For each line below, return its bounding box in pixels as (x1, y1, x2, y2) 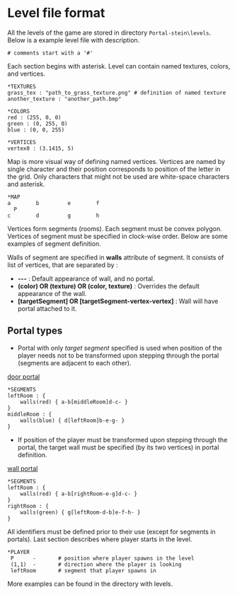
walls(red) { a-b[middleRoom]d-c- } (20, 398, 129, 406)
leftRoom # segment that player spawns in (10, 567, 157, 574)
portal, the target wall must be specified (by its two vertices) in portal (17, 443, 219, 452)
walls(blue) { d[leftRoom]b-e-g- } (20, 417, 125, 424)
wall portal (7, 464, 38, 473)
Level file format (7, 5, 105, 21)
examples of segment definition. (7, 239, 101, 248)
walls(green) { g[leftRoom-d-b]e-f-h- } (20, 509, 141, 516)
